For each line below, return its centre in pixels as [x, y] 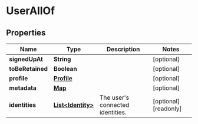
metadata [23, 88]
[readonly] [167, 109]
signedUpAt [26, 59]
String [62, 59]
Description [123, 49]
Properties [26, 33]
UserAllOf [30, 11]
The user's [114, 97]
